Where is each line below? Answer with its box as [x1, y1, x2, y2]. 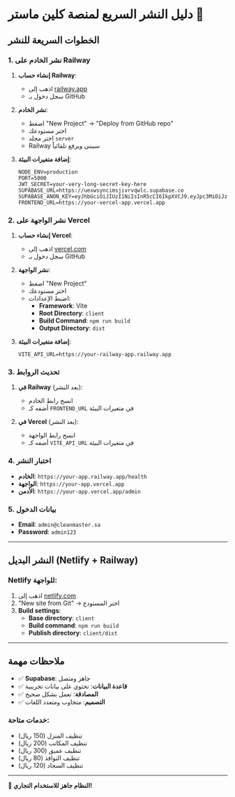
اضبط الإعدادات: [28, 294, 71, 303]
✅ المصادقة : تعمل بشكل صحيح [17, 689, 98, 698]
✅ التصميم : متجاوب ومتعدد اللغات [17, 698, 105, 706]
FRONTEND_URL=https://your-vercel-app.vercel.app [17, 199, 166, 206]
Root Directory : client [38, 309, 105, 318]
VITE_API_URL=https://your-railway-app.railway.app [17, 351, 172, 358]
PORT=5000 [17, 174, 47, 181]
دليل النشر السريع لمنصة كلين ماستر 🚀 [8, 6, 204, 22]
